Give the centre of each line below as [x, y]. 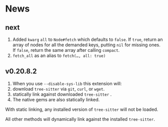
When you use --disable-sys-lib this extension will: [67, 83]
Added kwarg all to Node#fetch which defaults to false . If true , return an [88, 39]
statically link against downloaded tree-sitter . [62, 94]
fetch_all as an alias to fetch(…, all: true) [59, 55]
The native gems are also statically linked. [56, 99]
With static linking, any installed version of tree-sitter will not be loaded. [82, 109]
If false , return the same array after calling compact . [66, 50]
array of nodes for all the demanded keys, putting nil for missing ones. [86, 45]
